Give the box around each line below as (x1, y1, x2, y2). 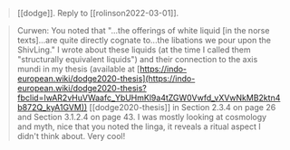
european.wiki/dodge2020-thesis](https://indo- (16, 73, 196, 84)
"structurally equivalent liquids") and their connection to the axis (16, 54, 258, 64)
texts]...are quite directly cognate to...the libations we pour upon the (16, 35, 271, 45)
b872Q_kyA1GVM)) (16, 102, 88, 112)
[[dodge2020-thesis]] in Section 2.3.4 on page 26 (89, 102, 276, 112)
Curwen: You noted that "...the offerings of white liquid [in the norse (16, 25, 270, 35)
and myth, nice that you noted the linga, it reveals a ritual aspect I (16, 121, 262, 132)
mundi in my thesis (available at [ (16, 63, 140, 74)
